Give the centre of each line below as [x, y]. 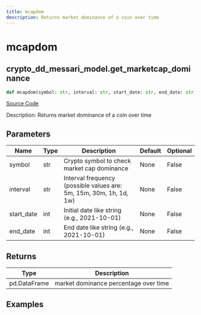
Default [150, 151]
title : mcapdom [25, 12]
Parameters [28, 134]
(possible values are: [93, 186]
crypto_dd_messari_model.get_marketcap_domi [99, 69]
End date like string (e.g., [98, 228]
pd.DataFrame [29, 283]
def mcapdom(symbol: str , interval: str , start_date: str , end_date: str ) [101, 92]
